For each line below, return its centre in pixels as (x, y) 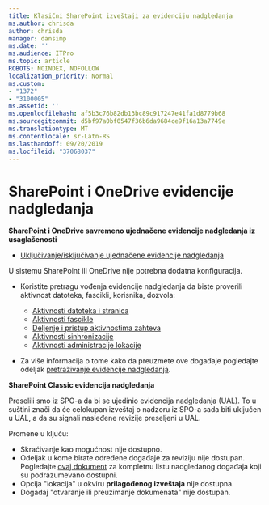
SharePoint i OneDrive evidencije (121, 191)
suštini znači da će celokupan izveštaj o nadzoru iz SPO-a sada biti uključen (135, 410)
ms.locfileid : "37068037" (52, 151)
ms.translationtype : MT (48, 129)
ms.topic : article (39, 62)
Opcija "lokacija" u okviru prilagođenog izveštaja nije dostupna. (127, 484)
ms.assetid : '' (34, 106)
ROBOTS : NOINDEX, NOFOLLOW (54, 69)
